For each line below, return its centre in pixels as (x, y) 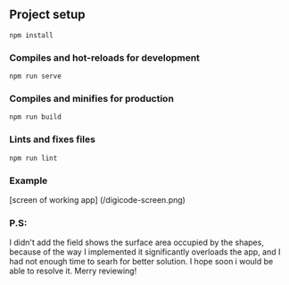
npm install (31, 35)
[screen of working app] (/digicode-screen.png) (97, 200)
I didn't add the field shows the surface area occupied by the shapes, (137, 243)
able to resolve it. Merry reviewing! (73, 271)
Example (29, 180)
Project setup (48, 15)
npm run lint (33, 158)
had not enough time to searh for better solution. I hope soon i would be (141, 262)
